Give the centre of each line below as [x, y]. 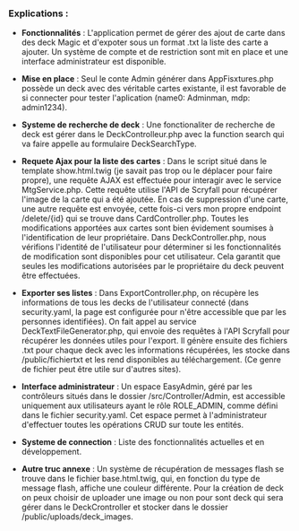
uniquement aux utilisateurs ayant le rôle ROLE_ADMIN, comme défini [149, 405]
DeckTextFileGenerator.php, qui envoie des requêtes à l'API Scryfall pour [155, 331]
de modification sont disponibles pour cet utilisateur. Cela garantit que [151, 257]
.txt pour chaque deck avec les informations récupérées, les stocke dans [155, 350]
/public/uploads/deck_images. [77, 517]
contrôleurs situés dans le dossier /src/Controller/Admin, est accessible [153, 396]
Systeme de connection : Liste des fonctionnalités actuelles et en [143, 442]
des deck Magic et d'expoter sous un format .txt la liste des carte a [145, 42]
